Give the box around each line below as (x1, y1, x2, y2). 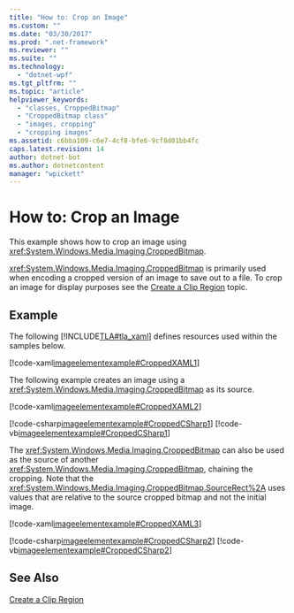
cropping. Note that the (9, 473, 94, 483)
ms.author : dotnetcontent (9, 161, 104, 170)
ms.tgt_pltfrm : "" (9, 79, 77, 88)
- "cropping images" (17, 128, 93, 137)
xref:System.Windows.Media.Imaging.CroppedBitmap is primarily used (9, 263, 267, 274)
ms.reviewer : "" (9, 46, 69, 55)
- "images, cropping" (17, 120, 97, 129)
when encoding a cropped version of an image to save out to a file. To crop (9, 272, 283, 283)
